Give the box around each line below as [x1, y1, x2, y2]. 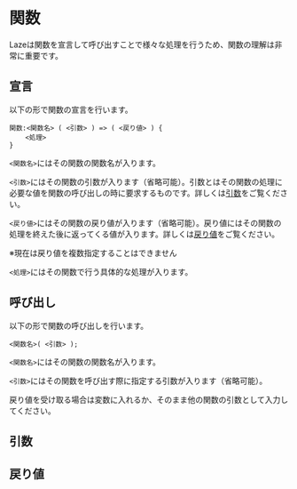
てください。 [9, 405, 56, 416]
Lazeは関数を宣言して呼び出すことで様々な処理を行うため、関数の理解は [9, 39, 275, 50]
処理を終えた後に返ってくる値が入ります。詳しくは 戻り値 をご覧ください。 [9, 228, 280, 239]
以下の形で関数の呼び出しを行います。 [9, 320, 149, 331]
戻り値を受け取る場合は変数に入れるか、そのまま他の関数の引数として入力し [9, 394, 289, 405]
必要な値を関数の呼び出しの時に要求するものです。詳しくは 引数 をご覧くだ [9, 188, 281, 198]
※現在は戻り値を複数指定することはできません [9, 247, 177, 258]
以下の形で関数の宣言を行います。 [9, 104, 133, 115]
